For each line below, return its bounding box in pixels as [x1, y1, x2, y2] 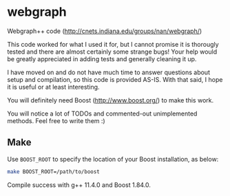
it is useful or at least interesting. [7, 83, 100, 91]
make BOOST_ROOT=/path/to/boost [7, 168, 100, 175]
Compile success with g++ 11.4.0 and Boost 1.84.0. [7, 180, 151, 189]
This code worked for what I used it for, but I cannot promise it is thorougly [7, 40, 219, 48]
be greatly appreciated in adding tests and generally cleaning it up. [7, 54, 197, 63]
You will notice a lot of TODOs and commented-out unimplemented [7, 109, 198, 118]
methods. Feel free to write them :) [7, 116, 105, 124]
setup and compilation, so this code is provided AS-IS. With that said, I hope [7, 75, 223, 83]
